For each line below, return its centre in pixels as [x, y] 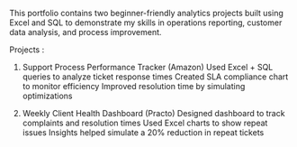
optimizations [48, 96]
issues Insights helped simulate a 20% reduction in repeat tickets [143, 133]
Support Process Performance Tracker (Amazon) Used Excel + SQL [148, 67]
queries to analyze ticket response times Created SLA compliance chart [155, 77]
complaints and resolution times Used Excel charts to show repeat [145, 123]
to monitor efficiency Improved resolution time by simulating [134, 86]
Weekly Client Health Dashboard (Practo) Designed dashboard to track [153, 113]
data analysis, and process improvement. [85, 32]
